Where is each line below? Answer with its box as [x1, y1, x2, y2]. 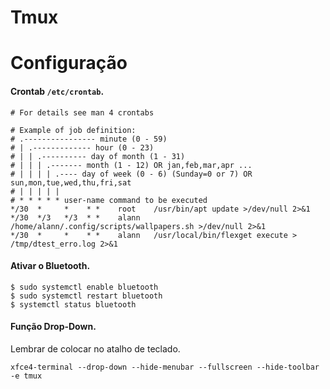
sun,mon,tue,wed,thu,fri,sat [10, 177, 132, 188]
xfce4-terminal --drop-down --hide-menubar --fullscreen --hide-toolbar [10, 362, 320, 372]
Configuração [10, 52, 128, 75]
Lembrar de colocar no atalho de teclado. [10, 342, 181, 355]
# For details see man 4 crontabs [10, 107, 155, 118]
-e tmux [10, 371, 43, 381]
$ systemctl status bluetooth [10, 299, 137, 310]
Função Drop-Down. [10, 321, 97, 333]
